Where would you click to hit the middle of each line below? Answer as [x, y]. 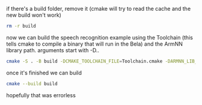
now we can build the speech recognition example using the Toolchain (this [100, 37]
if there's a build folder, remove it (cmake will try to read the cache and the [99, 9]
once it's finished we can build [44, 73]
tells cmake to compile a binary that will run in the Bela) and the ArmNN [95, 44]
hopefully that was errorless [41, 95]
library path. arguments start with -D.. [53, 50]
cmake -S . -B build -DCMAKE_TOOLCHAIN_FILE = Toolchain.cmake [84, 61]
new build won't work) [34, 15]
